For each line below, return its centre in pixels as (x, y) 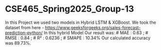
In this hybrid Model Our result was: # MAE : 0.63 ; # (96, 33)
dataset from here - (24, 27)
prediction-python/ (24, 33)
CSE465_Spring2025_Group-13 (70, 9)
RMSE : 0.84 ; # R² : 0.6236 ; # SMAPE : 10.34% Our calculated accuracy (78, 38)
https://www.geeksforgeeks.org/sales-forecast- (93, 27)
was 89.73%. (18, 43)
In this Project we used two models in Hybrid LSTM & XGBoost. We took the (80, 22)
